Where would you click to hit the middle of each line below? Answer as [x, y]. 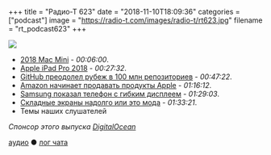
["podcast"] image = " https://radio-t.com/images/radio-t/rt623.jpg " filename [136, 20]
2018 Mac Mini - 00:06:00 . [64, 59]
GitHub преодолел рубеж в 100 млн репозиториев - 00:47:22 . [126, 77]
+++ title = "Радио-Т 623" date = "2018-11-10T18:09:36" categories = [124, 12]
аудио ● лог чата [38, 142]
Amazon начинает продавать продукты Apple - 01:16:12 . [116, 85]
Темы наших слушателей [63, 111]
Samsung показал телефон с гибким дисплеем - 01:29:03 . [120, 94]
